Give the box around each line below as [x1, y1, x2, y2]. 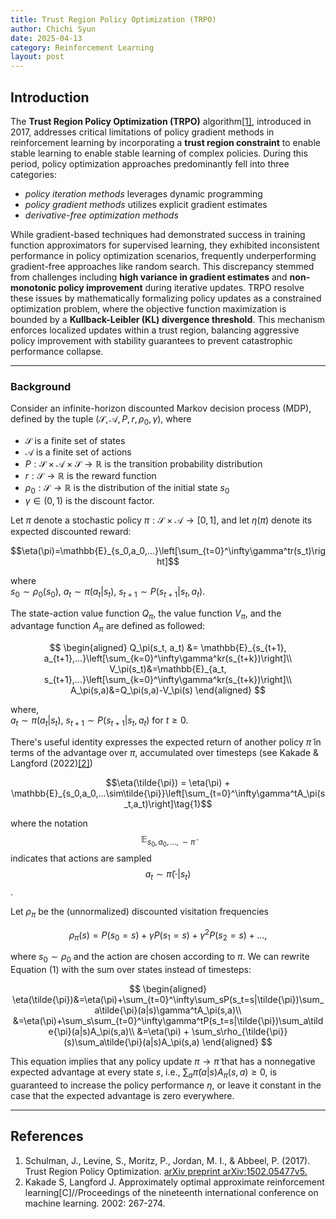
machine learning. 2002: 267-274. [24, 1197, 166, 1209]
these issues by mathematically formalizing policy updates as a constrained [10, 292, 322, 304]
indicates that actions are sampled [10, 852, 152, 865]
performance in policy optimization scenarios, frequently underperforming [10, 249, 317, 261]
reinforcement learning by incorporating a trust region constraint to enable [10, 136, 321, 148]
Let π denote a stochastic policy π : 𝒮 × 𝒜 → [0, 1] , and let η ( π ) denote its [10, 514, 313, 526]
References [10, 1128, 84, 1145]
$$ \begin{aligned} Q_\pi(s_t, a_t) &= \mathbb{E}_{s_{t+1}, [49, 642, 287, 654]
